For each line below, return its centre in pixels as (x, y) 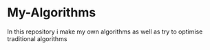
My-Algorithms (52, 13)
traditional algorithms (37, 38)
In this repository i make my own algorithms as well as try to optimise (105, 32)
